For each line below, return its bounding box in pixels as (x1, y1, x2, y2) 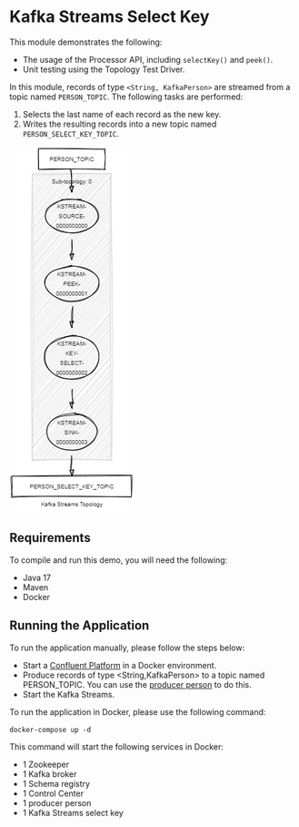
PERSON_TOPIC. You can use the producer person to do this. (22, 679, 252, 689)
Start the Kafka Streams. (22, 689, 115, 699)
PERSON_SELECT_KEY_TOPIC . (22, 128, 120, 138)
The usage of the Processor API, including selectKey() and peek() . (22, 54, 274, 65)
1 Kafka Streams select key (22, 807, 125, 818)
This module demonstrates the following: (9, 36, 163, 47)
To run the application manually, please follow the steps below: (9, 642, 245, 653)
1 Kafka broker (22, 768, 77, 780)
